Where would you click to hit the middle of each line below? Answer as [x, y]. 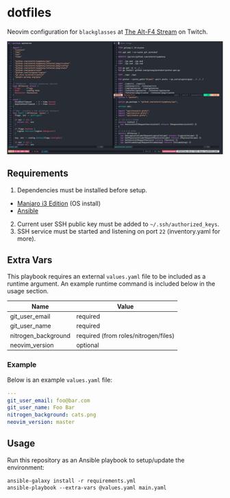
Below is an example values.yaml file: [60, 380]
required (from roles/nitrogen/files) [125, 335]
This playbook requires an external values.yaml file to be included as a [106, 277]
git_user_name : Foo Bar [41, 408]
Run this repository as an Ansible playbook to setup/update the [96, 460]
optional [88, 345]
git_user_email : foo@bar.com [49, 400]
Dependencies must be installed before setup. [82, 190]
